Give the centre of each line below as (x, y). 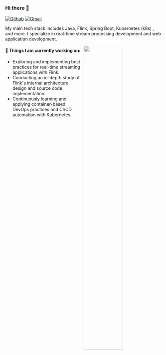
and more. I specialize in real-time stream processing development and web (83, 34)
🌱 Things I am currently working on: (43, 50)
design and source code (37, 88)
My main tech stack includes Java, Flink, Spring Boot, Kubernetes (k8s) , (80, 28)
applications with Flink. (36, 72)
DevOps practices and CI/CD (42, 109)
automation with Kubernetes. (42, 115)
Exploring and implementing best (46, 61)
